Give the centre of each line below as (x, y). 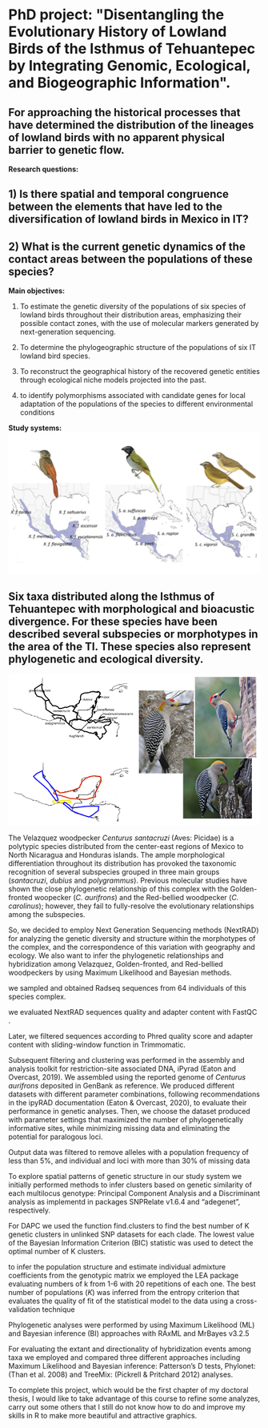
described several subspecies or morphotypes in (133, 634)
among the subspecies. (47, 915)
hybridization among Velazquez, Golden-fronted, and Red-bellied (116, 964)
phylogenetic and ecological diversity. (106, 660)
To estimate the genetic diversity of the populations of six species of (133, 307)
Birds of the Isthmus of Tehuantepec (132, 49)
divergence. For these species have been (113, 622)
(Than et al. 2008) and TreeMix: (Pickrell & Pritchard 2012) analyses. (121, 1374)
